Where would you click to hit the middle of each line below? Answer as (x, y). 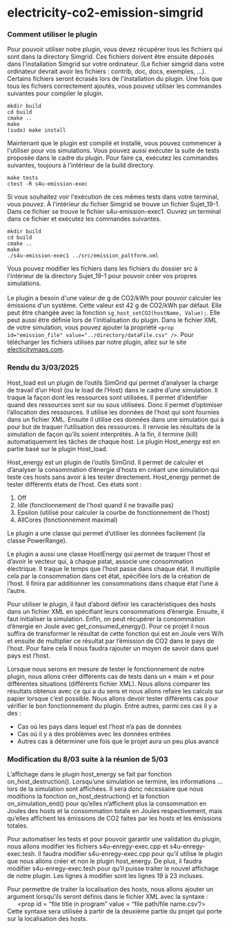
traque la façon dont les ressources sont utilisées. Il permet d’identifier (108, 397)
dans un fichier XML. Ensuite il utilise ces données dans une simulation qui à (115, 419)
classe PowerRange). (37, 540)
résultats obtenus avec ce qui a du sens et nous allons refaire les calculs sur (115, 691)
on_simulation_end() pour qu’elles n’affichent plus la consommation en (107, 803)
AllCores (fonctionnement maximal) (67, 520)
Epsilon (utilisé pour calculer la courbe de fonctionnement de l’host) (113, 512)
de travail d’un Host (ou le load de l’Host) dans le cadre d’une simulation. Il (113, 390)
